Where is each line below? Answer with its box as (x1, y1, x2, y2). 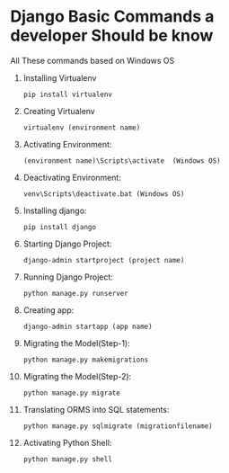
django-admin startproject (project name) (22, 255, 185, 264)
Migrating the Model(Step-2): (22, 370, 132, 381)
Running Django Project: (22, 272, 113, 282)
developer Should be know (10, 25, 214, 46)
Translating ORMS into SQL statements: (22, 404, 170, 415)
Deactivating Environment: (22, 172, 122, 183)
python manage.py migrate (22, 388, 120, 397)
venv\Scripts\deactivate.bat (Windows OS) (22, 189, 185, 199)
